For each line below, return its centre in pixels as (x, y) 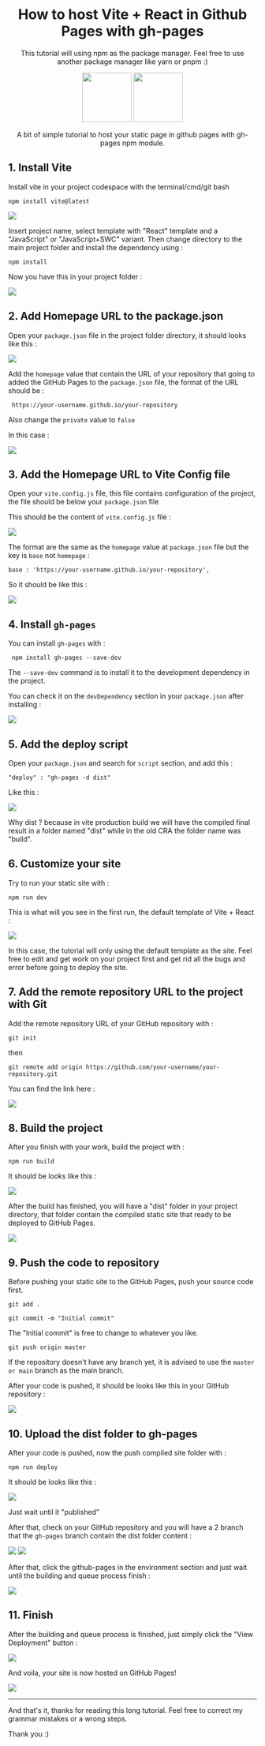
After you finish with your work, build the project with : (96, 1147)
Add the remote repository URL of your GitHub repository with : (111, 1023)
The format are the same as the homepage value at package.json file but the (129, 547)
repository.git (33, 1074)
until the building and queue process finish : (79, 1576)
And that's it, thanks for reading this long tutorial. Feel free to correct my (125, 1710)
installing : (25, 705)
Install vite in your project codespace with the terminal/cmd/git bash (119, 186)
